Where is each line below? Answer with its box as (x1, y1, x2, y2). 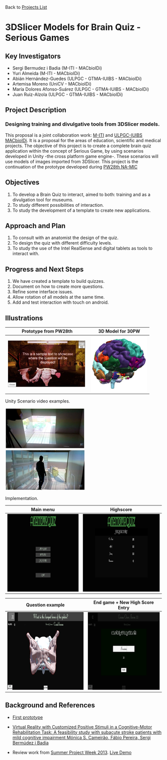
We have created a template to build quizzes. (12, 278, 105, 284)
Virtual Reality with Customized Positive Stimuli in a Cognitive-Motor (12, 724, 153, 730)
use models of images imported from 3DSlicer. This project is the (5, 159, 138, 165)
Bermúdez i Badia (12, 740, 49, 746)
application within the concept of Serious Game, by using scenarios (5, 148, 144, 154)
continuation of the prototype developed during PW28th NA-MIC (5, 164, 138, 169)
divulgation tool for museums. (12, 196, 74, 203)
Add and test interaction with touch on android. (12, 299, 109, 305)
